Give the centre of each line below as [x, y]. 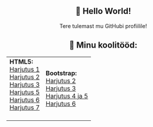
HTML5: [22, 62]
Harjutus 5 [25, 92]
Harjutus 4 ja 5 [67, 96]
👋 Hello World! [103, 11]
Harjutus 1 [25, 69]
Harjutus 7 [25, 107]
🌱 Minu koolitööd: [103, 45]
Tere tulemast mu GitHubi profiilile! [103, 26]
